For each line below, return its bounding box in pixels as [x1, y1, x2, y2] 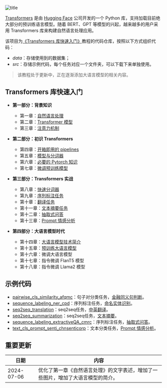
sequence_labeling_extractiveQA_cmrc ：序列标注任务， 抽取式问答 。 [12, 319, 153, 325]
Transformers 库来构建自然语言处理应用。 [10, 27, 96, 33]
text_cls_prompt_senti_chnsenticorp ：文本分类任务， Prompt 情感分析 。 [12, 325, 159, 331]
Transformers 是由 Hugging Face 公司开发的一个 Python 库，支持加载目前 [5, 15, 156, 21]
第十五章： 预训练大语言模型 [19, 245, 77, 251]
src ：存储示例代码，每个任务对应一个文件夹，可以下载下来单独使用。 [12, 61, 154, 67]
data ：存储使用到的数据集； [12, 55, 71, 61]
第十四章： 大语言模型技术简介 [19, 239, 81, 245]
